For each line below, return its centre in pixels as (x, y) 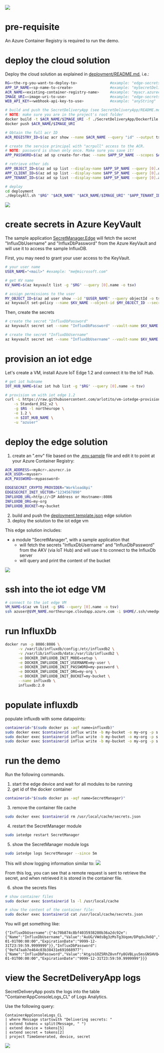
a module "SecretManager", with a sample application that (71, 539)
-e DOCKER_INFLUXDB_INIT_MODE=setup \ (57, 658)
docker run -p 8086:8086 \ (32, 644)
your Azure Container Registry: (43, 461)
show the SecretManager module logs (51, 844)
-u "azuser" (26, 422)
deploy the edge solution (57, 442)
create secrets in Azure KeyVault (73, 224)
